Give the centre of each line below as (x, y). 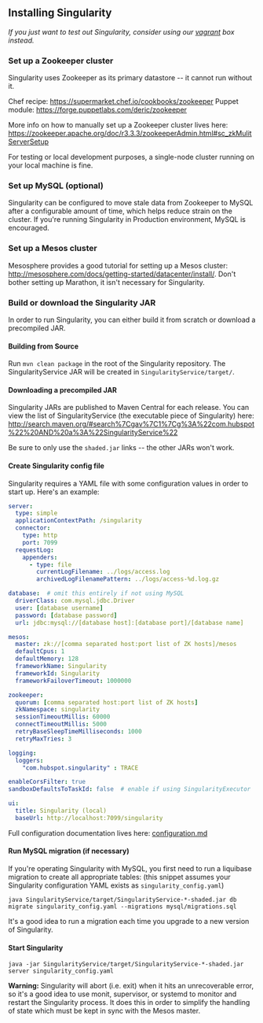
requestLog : (35, 550)
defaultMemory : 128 (47, 659)
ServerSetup (29, 142)
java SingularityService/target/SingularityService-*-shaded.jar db (122, 900)
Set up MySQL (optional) (56, 186)
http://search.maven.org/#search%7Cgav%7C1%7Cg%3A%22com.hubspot (131, 424)
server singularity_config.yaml (61, 971)
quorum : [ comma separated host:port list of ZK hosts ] (107, 702)
